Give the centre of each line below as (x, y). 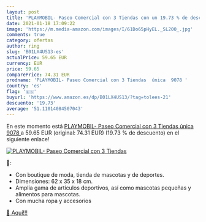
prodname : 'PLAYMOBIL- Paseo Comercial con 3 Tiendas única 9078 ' (97, 80)
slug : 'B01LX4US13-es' (35, 52)
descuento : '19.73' (31, 103)
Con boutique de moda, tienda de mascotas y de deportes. (90, 174)
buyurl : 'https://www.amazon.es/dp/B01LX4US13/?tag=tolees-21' (89, 97)
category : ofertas (30, 40)
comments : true (26, 35)
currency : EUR (25, 63)
